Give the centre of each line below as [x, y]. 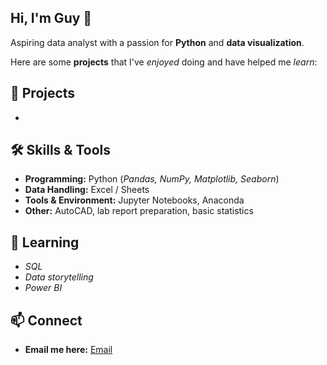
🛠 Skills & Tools [61, 150]
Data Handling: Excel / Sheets [87, 190]
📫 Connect [46, 320]
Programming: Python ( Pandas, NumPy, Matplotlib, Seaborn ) [152, 179]
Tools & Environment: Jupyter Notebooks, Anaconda [134, 200]
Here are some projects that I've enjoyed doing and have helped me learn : [164, 62]
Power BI [43, 288]
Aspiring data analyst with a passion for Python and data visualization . [157, 42]
